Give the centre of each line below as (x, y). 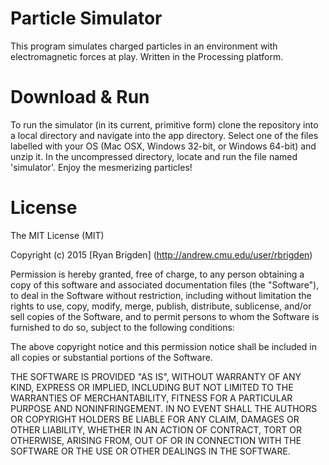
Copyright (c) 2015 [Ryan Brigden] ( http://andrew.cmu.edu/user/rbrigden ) (161, 254)
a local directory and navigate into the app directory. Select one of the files (164, 135)
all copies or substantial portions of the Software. (111, 357)
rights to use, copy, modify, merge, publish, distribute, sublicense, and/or (161, 306)
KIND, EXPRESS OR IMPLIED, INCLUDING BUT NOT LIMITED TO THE (152, 387)
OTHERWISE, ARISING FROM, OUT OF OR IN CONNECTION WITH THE (156, 440)
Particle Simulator (86, 18)
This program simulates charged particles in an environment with (144, 46)
